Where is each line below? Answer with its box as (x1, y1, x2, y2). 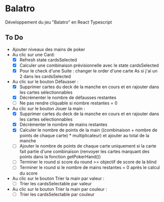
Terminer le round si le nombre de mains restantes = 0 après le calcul (19, 165, 160, 171)
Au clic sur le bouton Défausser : (12, 78, 79, 84)
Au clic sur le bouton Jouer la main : (12, 106, 85, 112)
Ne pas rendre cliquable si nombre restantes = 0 (19, 100, 118, 106)
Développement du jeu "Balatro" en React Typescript (5, 19, 112, 25)
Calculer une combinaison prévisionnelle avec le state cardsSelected (19, 62, 159, 68)
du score (19, 170, 38, 176)
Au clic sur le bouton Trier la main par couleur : (12, 186, 107, 192)
